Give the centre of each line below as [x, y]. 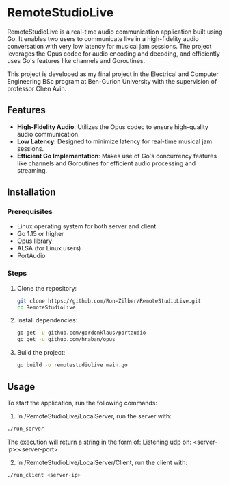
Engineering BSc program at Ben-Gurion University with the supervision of [112, 81]
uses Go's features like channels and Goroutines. [76, 60]
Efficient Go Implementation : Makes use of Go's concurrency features [117, 156]
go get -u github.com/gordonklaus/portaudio [81, 333]
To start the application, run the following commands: [82, 403]
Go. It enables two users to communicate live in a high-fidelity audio [103, 38]
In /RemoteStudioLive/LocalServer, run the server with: [94, 416]
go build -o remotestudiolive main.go [72, 365]
